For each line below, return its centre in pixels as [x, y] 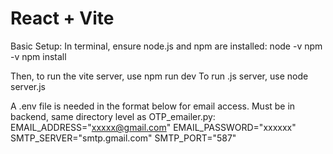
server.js [28, 86]
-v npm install [38, 56]
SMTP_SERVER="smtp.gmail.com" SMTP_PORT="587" [123, 138]
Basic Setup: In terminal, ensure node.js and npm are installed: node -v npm [166, 46]
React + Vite [62, 18]
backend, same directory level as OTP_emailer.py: [113, 116]
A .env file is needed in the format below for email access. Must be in [153, 106]
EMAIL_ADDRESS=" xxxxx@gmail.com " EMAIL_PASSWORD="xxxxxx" [153, 127]
